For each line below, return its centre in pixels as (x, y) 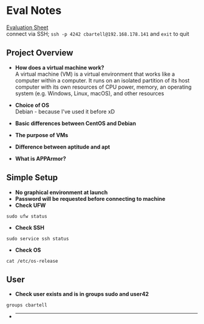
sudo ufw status (27, 216)
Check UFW (30, 205)
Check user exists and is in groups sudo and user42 (82, 294)
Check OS (28, 250)
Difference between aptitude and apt (63, 147)
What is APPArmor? (41, 158)
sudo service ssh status (38, 238)
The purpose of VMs (42, 135)
